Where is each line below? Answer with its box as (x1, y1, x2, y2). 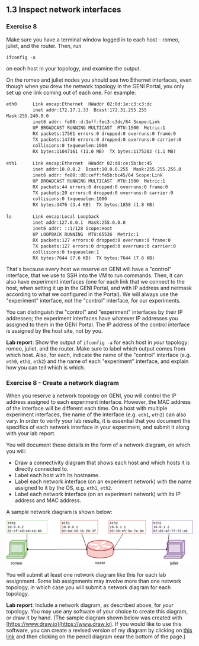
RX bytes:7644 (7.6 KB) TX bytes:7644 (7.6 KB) (32, 255, 155, 261)
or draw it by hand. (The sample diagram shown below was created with (6, 614, 182, 621)
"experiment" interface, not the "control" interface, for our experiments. (6, 297, 181, 304)
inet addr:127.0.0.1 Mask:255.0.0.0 (32, 219, 126, 226)
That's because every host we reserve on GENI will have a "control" (6, 265, 172, 272)
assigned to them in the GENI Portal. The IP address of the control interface (6, 321, 191, 328)
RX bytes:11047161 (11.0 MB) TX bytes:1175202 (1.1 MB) (32, 148, 176, 155)
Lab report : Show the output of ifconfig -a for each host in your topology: (6, 339, 190, 346)
